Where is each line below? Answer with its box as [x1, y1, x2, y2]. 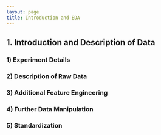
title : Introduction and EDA [6, 15, 80, 21]
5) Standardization [6, 121, 63, 130]
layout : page [6, 9, 39, 15]
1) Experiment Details [6, 56, 70, 64]
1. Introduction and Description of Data [6, 37, 156, 48]
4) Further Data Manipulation [6, 104, 94, 113]
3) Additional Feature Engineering [6, 88, 108, 97]
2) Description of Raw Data [6, 71, 87, 80]
